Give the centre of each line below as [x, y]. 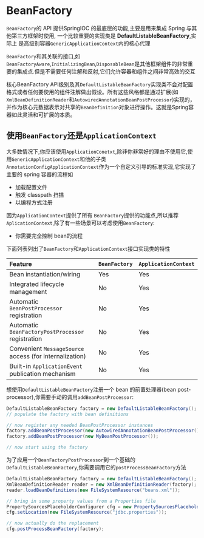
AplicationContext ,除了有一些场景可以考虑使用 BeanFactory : [80, 223]
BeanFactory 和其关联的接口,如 [43, 56]
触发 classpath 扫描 [39, 194]
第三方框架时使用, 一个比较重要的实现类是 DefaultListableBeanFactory [100, 36]
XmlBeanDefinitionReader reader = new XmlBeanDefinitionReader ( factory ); [102, 484]
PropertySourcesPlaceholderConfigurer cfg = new [69, 507]
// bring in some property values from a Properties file [81, 501]
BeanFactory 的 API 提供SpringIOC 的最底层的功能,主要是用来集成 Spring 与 [99, 28]
